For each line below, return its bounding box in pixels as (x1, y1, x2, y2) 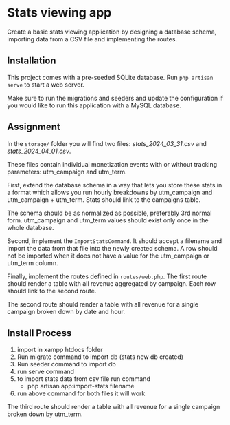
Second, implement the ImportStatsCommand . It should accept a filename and (7, 236, 222, 245)
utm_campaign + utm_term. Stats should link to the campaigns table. (7, 195, 201, 204)
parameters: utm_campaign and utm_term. (7, 167, 127, 176)
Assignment (7, 121, 60, 133)
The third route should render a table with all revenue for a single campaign (7, 403, 220, 411)
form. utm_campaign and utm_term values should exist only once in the (7, 216, 209, 225)
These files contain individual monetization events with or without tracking (7, 160, 218, 168)
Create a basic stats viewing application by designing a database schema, (7, 28, 217, 36)
